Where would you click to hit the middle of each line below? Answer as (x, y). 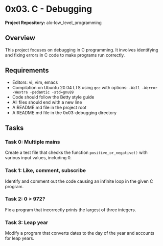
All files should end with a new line (47, 102)
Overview (20, 38)
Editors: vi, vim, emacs (35, 82)
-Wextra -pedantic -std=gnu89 (43, 92)
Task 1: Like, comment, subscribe (46, 171)
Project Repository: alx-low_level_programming (53, 23)
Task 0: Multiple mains (33, 142)
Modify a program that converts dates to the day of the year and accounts (80, 233)
